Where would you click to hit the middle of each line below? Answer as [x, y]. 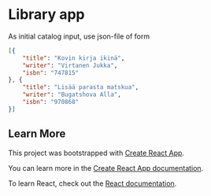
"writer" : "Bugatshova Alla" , [72, 95]
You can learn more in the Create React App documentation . [106, 168]
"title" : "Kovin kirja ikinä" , [74, 58]
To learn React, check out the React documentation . [93, 183]
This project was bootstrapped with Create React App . [96, 153]
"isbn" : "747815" [51, 72]
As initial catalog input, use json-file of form [79, 36]
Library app [46, 15]
